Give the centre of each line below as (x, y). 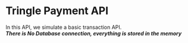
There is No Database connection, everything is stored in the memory (94, 33)
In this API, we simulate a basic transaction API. (64, 27)
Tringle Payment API (57, 11)
